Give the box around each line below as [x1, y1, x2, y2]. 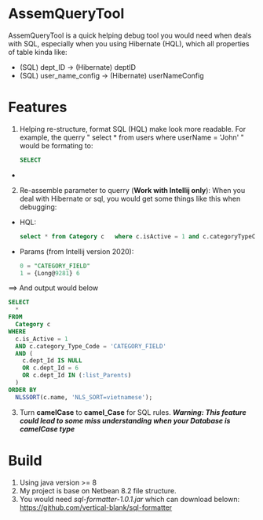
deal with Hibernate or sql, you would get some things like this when [19, 194, 241, 203]
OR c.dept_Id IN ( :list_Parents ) [22, 372, 132, 380]
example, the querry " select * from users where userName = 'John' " [19, 133, 245, 142]
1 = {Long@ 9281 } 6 [19, 269, 80, 277]
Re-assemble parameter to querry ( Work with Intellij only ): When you [19, 185, 246, 195]
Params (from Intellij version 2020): [19, 246, 134, 256]
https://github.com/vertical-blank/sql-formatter [19, 503, 173, 512]
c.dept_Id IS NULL [22, 357, 82, 365]
